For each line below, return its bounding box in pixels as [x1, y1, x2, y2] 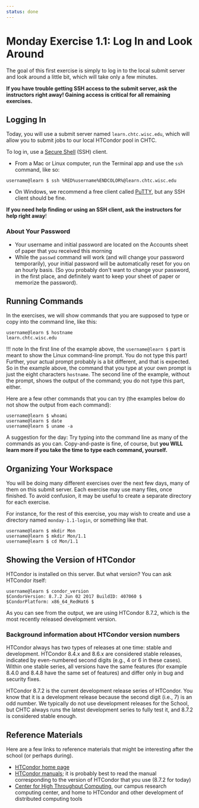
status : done [6, 8, 39, 15]
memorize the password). [14, 278, 78, 286]
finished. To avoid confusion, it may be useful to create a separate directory [6, 493, 192, 500]
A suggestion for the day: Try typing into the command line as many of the [6, 434, 188, 441]
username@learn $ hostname [6, 330, 73, 336]
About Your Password [6, 227, 71, 236]
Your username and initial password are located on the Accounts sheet [14, 241, 188, 248]
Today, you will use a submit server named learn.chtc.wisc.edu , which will [6, 131, 190, 138]
